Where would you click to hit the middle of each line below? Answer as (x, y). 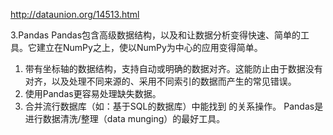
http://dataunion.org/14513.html (75, 14)
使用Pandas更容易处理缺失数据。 (93, 93)
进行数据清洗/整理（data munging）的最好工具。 (125, 118)
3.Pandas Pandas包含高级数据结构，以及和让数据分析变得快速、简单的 (156, 35)
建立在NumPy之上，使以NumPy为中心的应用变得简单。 (149, 47)
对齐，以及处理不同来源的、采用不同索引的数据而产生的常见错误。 (160, 81)
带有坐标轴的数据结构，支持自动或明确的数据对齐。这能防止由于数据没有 (173, 68)
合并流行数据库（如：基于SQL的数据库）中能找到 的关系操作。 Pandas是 (174, 106)
